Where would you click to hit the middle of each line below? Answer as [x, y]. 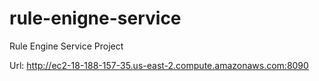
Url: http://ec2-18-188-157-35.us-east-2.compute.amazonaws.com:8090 [159, 65]
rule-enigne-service [95, 18]
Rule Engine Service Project [66, 46]
